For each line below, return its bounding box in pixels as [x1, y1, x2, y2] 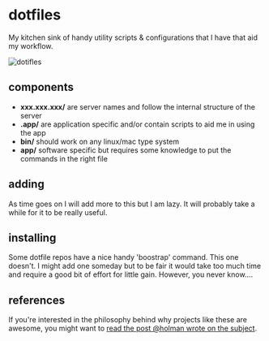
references [8, 293, 66, 307]
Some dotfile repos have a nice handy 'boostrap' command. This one [8, 253, 239, 262]
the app [19, 127, 46, 137]
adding [8, 177, 45, 192]
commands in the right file [19, 153, 108, 163]
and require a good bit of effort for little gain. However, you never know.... [8, 270, 254, 279]
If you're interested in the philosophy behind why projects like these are [8, 315, 247, 325]
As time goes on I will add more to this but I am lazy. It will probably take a [8, 199, 255, 209]
